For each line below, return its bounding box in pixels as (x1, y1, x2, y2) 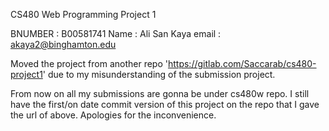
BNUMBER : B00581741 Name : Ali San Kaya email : (10, 28, 222, 39)
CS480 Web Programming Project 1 (10, 9, 157, 20)
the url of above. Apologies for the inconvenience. (10, 109, 217, 121)
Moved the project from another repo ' (10, 58, 168, 69)
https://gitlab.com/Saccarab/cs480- (167, 58, 317, 69)
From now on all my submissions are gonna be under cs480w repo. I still (10, 88, 310, 99)
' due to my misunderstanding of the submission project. (42, 69, 276, 80)
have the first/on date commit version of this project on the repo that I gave (10, 99, 320, 110)
